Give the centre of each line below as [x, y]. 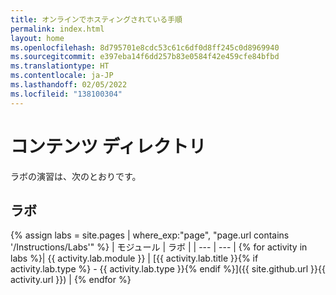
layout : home [37, 38]
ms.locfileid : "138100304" [66, 94]
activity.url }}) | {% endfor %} [71, 280]
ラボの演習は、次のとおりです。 [76, 176]
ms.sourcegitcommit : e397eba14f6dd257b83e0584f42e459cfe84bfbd [145, 57]
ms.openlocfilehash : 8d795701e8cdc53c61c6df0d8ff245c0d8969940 [145, 47]
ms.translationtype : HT [60, 66]
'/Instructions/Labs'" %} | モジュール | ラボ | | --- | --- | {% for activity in [159, 247]
